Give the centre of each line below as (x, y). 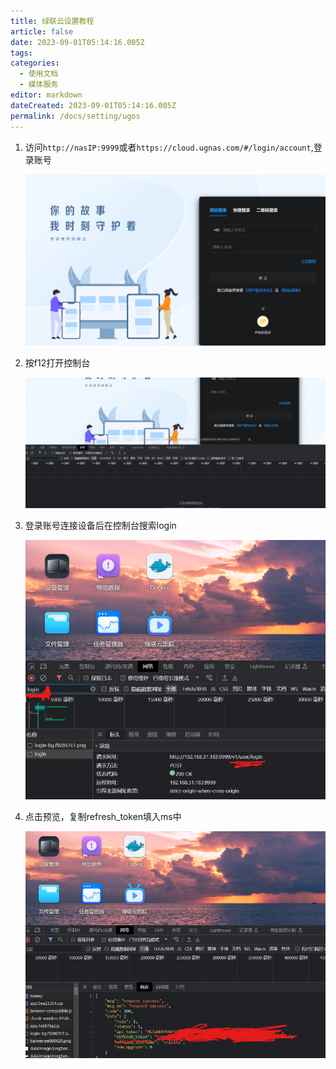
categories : (35, 63)
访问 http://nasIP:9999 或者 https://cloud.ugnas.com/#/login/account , (169, 147)
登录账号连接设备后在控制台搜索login (100, 525)
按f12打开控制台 (57, 362)
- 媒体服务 (39, 85)
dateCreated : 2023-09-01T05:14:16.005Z (93, 105)
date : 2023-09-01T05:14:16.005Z (77, 42)
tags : (21, 53)
